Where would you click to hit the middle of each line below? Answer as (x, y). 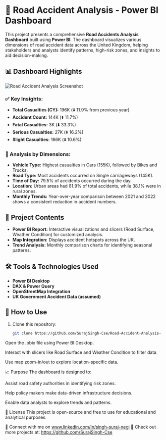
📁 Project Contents (35, 217)
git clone (23, 333)
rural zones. (25, 191)
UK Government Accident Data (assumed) (56, 296)
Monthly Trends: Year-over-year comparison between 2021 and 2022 (84, 196)
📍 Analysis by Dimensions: (38, 154)
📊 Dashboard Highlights (44, 72)
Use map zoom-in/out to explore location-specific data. (62, 362)
